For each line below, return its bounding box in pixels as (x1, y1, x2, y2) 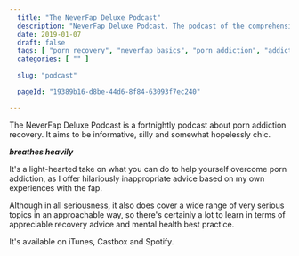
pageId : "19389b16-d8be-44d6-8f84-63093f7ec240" (17, 87, 201, 96)
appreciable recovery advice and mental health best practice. (9, 219, 235, 229)
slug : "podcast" (17, 71, 77, 80)
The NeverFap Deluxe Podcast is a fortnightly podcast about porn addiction (9, 120, 287, 130)
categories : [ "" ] (17, 54, 90, 63)
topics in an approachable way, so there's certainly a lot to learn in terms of (9, 209, 287, 219)
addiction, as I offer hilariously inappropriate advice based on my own (9, 173, 265, 184)
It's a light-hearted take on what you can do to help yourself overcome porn (9, 163, 287, 174)
